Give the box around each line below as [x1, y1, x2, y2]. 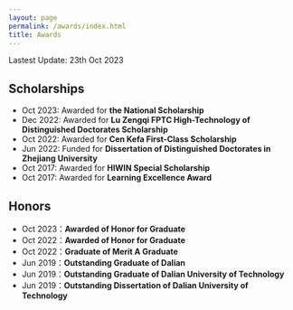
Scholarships [8, 80, 85, 96]
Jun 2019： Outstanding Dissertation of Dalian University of [21, 280, 250, 290]
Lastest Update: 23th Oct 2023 [8, 55, 124, 66]
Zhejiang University [21, 153, 99, 164]
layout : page [8, 13, 58, 23]
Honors [8, 198, 52, 213]
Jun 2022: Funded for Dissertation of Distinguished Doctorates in [21, 144, 271, 155]
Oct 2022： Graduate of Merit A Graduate [21, 246, 178, 257]
